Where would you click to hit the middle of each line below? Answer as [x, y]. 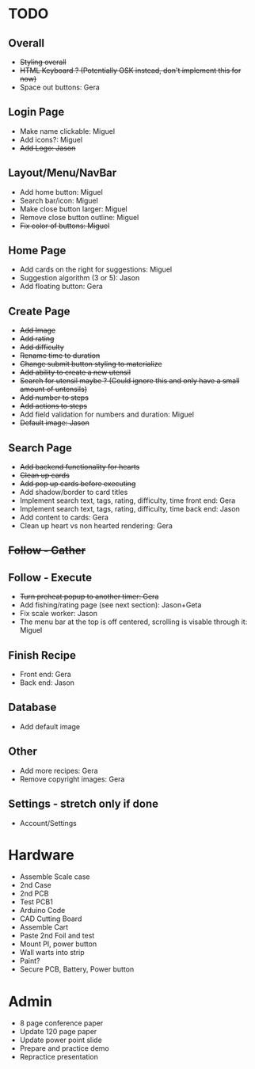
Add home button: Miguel [61, 192]
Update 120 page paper [58, 1032]
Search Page [40, 448]
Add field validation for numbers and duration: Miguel [107, 415]
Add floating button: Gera [61, 287]
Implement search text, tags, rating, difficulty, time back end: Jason [129, 509]
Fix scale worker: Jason [58, 614]
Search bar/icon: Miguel [59, 200]
